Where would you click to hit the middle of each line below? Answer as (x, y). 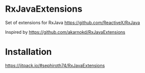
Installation (29, 52)
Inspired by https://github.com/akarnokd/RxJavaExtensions (65, 32)
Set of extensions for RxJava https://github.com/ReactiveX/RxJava (72, 23)
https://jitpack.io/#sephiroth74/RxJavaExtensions (55, 65)
